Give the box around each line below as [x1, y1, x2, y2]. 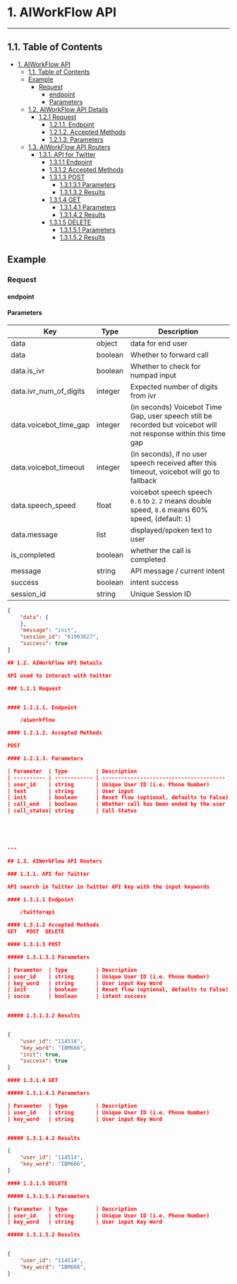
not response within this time [130, 428, 226, 438]
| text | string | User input [7, 788, 134, 795]
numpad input [130, 370, 176, 380]
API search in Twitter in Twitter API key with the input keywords [7, 883, 210, 890]
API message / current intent [130, 566, 225, 576]
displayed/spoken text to [130, 525, 212, 535]
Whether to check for [130, 361, 201, 371]
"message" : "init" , [20, 627, 78, 634]
